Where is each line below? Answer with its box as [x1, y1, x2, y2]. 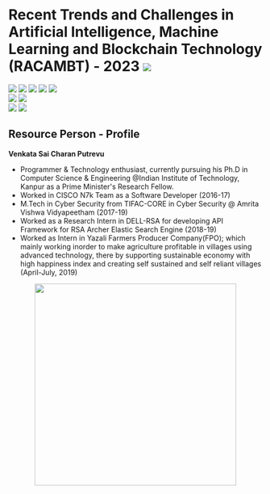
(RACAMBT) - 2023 [8, 57, 140, 76]
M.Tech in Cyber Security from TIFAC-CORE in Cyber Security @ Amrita [19, 199, 260, 208]
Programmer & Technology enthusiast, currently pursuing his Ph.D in [19, 164, 248, 174]
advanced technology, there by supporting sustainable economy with [19, 250, 251, 260]
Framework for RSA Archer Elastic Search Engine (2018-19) [19, 224, 218, 234]
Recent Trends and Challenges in [8, 6, 235, 24]
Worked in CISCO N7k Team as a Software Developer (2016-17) [19, 190, 231, 199]
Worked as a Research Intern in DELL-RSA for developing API [19, 216, 224, 225]
